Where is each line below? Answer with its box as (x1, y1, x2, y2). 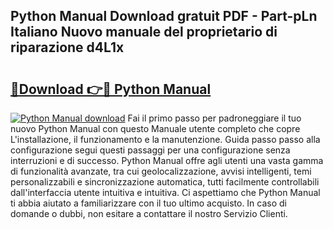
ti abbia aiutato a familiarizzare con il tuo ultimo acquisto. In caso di (10, 197, 287, 209)
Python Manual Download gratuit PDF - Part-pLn (10, 8, 318, 25)
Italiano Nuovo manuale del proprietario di (10, 24, 278, 41)
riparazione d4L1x (10, 39, 125, 56)
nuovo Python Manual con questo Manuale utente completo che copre (10, 123, 301, 134)
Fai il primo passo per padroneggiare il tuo (127, 112, 302, 124)
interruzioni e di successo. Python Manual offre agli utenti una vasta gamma (10, 155, 324, 166)
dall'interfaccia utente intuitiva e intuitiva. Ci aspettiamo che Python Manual (10, 187, 321, 198)
